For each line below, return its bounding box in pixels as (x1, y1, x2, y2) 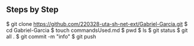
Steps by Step (6, 5, 59, 15)
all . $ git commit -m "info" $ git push (6, 32, 96, 40)
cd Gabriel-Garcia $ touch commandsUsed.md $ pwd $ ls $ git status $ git (6, 27, 188, 34)
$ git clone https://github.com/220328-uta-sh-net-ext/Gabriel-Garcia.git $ (6, 20, 188, 27)
